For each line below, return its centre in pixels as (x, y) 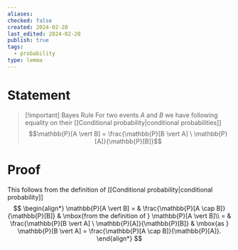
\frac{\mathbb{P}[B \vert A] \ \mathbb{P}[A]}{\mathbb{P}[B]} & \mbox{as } (119, 223)
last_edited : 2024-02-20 (44, 34)
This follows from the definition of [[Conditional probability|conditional (110, 190)
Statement (39, 95)
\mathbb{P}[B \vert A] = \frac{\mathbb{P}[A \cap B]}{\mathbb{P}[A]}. (119, 231)
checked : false (30, 21)
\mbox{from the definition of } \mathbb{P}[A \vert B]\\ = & (147, 216)
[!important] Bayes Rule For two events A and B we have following (121, 115)
